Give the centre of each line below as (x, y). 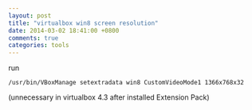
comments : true (33, 38)
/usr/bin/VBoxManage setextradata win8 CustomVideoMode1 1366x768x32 (126, 83)
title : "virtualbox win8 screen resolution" (83, 23)
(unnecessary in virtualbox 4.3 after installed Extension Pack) (109, 97)
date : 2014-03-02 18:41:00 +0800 (64, 30)
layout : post (30, 16)
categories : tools (39, 45)
